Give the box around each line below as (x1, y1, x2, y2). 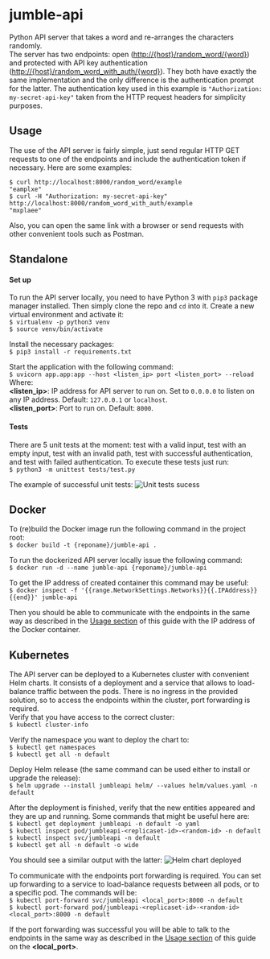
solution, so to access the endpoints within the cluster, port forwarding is (9, 695, 251, 705)
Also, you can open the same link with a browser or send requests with (9, 220, 244, 230)
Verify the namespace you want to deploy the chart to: (9, 735, 190, 745)
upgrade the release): (9, 773, 81, 783)
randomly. (9, 40, 43, 50)
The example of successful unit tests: (9, 479, 133, 489)
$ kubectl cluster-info (9, 721, 89, 730)
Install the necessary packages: (9, 340, 115, 349)
